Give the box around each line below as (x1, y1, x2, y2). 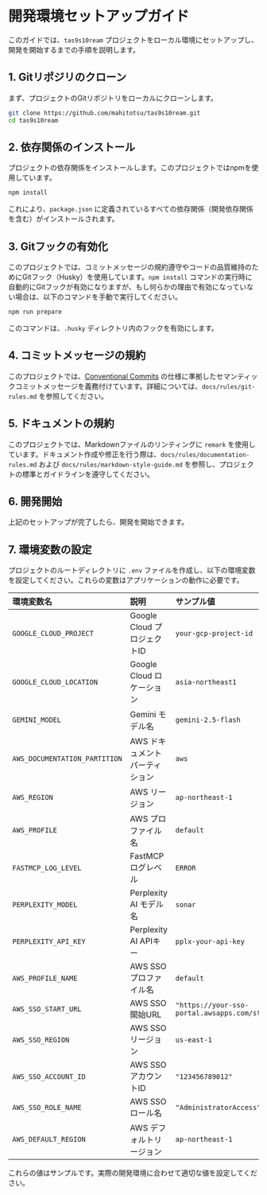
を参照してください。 (38, 391, 109, 401)
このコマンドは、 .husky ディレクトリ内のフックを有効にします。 (8, 323, 219, 332)
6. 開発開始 (8, 495, 63, 508)
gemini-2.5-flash (175, 716, 241, 724)
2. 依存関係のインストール (8, 140, 136, 153)
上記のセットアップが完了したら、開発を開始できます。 (8, 518, 189, 527)
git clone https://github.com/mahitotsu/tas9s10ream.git (8, 109, 201, 117)
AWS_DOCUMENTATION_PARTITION (12, 755, 122, 763)
